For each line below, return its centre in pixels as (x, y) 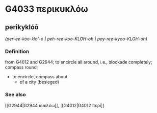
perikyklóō (22, 27)
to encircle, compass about (40, 77)
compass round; (22, 68)
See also (15, 95)
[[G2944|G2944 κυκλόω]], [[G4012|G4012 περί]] (55, 105)
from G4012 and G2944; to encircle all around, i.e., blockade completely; (79, 62)
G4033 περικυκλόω (47, 9)
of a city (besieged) (39, 82)
